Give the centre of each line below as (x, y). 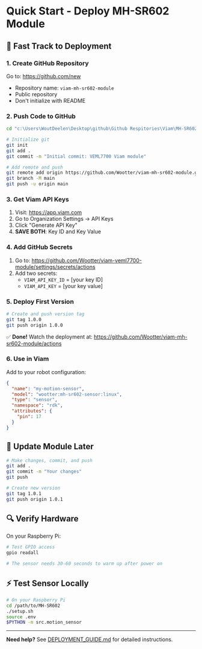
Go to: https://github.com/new (44, 76)
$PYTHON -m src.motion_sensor (44, 623)
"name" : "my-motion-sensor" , (48, 389)
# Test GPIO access (31, 547)
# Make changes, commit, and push (50, 460)
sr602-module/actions (34, 343)
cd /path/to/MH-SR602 (33, 606)
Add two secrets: (36, 273)
